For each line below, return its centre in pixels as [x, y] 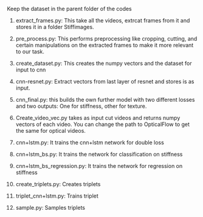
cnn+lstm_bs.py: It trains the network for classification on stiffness [99, 154]
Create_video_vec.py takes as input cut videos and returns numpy [98, 118]
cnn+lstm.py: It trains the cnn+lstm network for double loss [90, 142]
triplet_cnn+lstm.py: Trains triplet [57, 196]
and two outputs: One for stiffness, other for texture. [81, 106]
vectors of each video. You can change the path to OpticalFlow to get [103, 124]
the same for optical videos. [50, 131]
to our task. [30, 52]
